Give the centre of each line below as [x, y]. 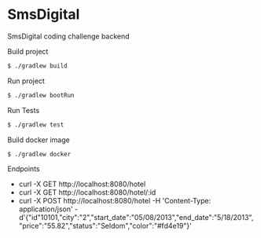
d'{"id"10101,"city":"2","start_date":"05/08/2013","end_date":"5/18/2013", [136, 218]
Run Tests [24, 110]
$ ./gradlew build [37, 66]
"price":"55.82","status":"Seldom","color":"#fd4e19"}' [105, 226]
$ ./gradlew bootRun [41, 95]
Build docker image [39, 140]
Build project [28, 51]
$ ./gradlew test [36, 124]
